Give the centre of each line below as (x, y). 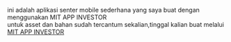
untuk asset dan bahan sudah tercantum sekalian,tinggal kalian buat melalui (116, 24)
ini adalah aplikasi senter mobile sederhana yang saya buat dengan (104, 10)
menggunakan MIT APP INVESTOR (57, 17)
